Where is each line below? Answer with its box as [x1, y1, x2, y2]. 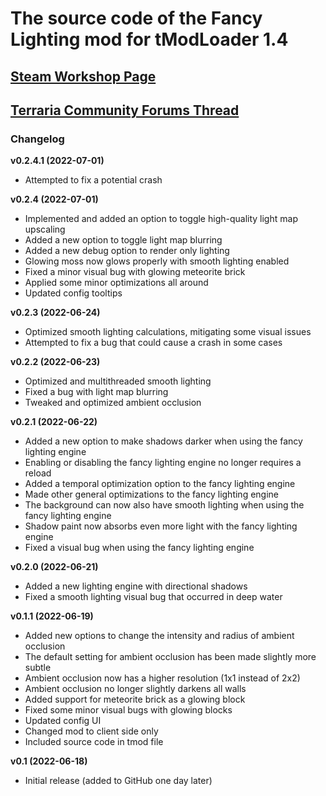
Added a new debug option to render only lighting [24, 245, 230, 257]
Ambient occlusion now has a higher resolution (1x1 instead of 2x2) [24, 672, 301, 684]
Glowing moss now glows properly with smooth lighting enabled [24, 255, 290, 267]
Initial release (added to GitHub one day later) [24, 775, 213, 787]
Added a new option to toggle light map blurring [24, 234, 223, 246]
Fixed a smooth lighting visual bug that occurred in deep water [24, 591, 283, 603]
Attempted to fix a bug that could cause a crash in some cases [24, 337, 283, 349]
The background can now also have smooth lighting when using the [24, 499, 305, 511]
